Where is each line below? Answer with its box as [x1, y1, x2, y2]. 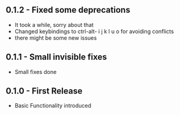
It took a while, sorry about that [14, 21, 94, 28]
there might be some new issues [14, 34, 97, 42]
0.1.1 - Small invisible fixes [6, 52, 107, 62]
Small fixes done [14, 68, 57, 75]
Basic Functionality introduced [14, 102, 92, 109]
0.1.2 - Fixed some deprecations [6, 5, 130, 15]
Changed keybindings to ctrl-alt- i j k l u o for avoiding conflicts [14, 28, 174, 35]
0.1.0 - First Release [6, 86, 83, 97]
